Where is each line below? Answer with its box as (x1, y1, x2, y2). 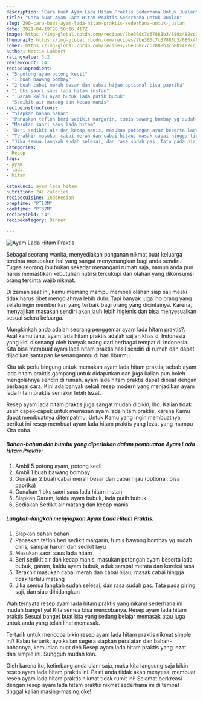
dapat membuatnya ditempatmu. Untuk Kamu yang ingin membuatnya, (6, 414, 182, 421)
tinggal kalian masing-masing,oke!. (6, 688, 93, 695)
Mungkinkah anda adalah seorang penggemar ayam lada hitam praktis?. (6, 326, 186, 334)
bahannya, (6, 644, 33, 651)
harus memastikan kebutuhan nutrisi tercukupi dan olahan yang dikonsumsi (6, 270, 195, 278)
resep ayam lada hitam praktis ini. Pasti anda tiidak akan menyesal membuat (6, 668, 196, 676)
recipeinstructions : (6, 104, 59, 111)
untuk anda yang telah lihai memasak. (6, 619, 100, 626)
